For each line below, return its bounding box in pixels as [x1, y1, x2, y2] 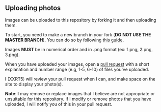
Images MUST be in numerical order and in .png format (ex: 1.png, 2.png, [5, 46, 153, 52]
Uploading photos [5, 4, 61, 12]
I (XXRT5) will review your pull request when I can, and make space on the [5, 76, 156, 82]
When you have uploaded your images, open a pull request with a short [5, 61, 150, 67]
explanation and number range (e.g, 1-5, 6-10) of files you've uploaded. [5, 66, 150, 72]
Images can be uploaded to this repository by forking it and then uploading [5, 17, 157, 23]
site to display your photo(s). [5, 81, 63, 87]
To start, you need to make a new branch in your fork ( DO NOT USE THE [5, 31, 151, 37]
